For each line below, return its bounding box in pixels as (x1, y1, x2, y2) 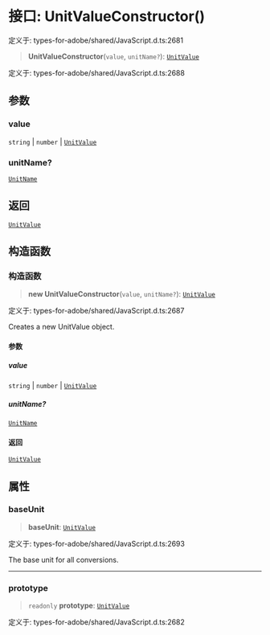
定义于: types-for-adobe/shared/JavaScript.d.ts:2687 (8, 306, 185, 316)
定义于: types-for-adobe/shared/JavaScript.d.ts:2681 (8, 35, 183, 45)
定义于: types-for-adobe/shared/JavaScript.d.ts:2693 (8, 539, 185, 548)
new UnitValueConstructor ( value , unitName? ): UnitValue (27, 289, 215, 299)
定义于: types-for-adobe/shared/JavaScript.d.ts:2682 (8, 617, 185, 627)
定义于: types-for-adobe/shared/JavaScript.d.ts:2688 (8, 68, 185, 77)
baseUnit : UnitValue (27, 522, 96, 531)
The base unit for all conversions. (8, 555, 119, 564)
